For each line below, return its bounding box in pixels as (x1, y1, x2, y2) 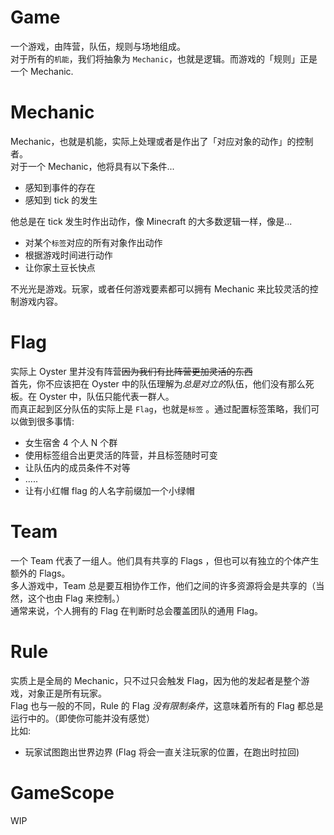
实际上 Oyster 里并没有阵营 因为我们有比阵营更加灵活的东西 (10, 365, 253, 377)
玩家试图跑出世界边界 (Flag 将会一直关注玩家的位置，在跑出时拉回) (24, 746, 300, 758)
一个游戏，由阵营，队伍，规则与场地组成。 (10, 40, 186, 52)
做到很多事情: (18, 415, 75, 427)
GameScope (10, 781, 115, 804)
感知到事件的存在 (24, 181, 96, 193)
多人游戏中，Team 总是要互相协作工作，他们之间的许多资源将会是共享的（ (10, 579, 317, 591)
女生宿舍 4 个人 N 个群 (24, 436, 118, 448)
